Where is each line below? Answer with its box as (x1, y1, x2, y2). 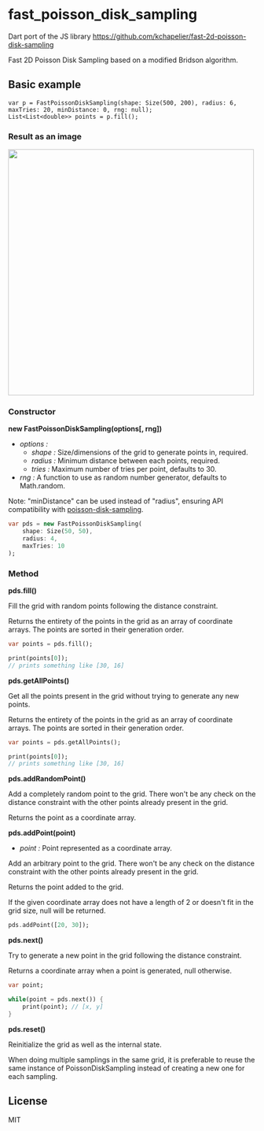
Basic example (8, 78, 81, 91)
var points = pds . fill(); (8, 640, 93, 648)
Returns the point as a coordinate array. (8, 813, 137, 822)
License (8, 1095, 48, 1108)
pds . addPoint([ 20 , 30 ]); (8, 921, 90, 929)
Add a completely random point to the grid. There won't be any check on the (8, 789, 256, 799)
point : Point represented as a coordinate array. (19, 844, 173, 853)
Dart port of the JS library (8, 32, 92, 41)
